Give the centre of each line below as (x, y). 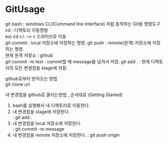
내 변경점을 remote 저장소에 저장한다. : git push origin (66, 135)
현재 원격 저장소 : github (29, 55)
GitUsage (25, 9)
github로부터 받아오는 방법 (31, 79)
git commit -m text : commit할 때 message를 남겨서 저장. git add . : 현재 (77, 61)
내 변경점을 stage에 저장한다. (41, 111)
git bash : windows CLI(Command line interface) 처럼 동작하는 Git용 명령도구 (83, 24)
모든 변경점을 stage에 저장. (41, 68)
